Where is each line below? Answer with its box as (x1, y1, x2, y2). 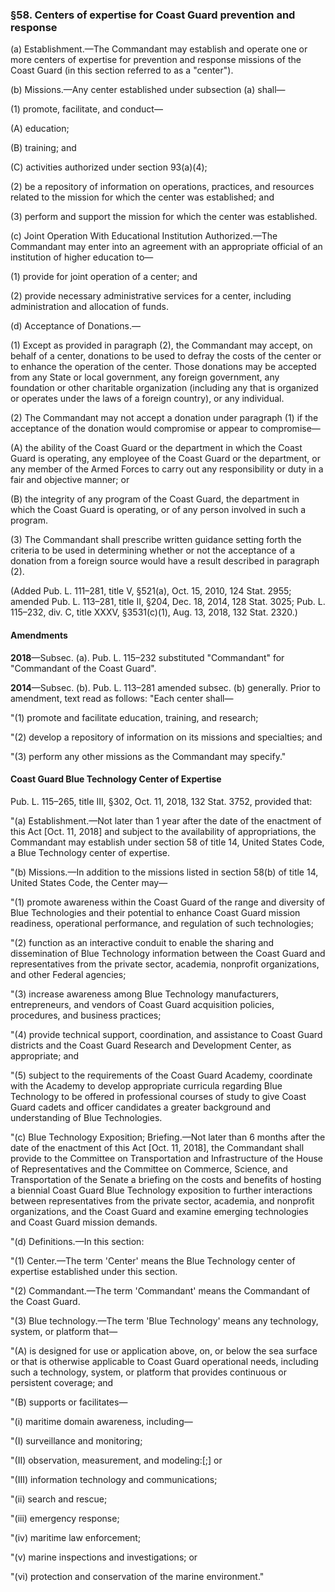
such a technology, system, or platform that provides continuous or (10, 1366, 287, 1378)
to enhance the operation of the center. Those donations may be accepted (10, 361, 317, 373)
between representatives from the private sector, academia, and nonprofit (10, 1194, 315, 1207)
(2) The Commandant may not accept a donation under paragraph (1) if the (10, 412, 319, 424)
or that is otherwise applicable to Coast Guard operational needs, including (10, 1355, 319, 1367)
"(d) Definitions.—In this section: (10, 1235, 145, 1247)
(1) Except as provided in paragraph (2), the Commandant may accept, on (10, 339, 313, 352)
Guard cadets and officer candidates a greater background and (10, 1101, 271, 1113)
